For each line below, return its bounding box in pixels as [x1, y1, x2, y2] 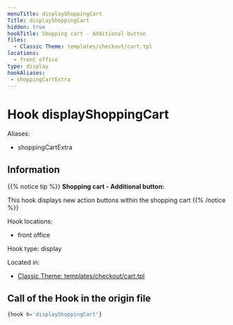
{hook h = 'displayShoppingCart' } [7, 311, 102, 318]
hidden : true [7, 23, 46, 30]
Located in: [7, 258, 40, 266]
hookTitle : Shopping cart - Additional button [7, 30, 146, 37]
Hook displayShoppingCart [7, 106, 170, 122]
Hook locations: [7, 217, 53, 226]
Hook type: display [7, 245, 62, 253]
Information [7, 164, 61, 176]
